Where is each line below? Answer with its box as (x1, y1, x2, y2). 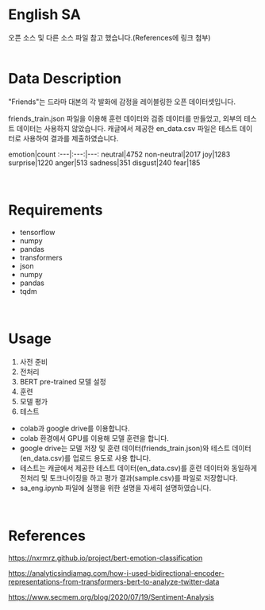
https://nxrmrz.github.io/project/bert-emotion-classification (8, 553, 203, 562)
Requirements (8, 201, 103, 219)
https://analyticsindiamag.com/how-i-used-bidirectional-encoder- (8, 568, 225, 577)
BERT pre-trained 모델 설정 (19, 376, 107, 386)
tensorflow (19, 227, 56, 237)
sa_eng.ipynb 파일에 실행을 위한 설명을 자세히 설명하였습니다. (19, 483, 212, 492)
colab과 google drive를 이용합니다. (19, 423, 130, 433)
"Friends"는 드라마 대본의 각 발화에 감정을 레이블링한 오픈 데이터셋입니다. (8, 97, 236, 106)
